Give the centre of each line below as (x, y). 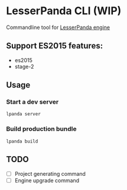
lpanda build (22, 141)
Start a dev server (32, 102)
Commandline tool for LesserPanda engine (58, 27)
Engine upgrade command (47, 180)
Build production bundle (41, 129)
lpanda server (24, 114)
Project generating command (50, 173)
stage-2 (24, 66)
